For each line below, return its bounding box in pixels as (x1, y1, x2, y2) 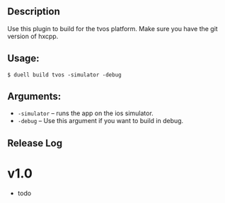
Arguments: (7, 91, 62, 103)
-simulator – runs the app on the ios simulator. (17, 109, 154, 117)
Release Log (7, 137, 62, 149)
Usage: (7, 52, 40, 64)
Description (7, 6, 60, 18)
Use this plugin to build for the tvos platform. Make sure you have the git (7, 24, 218, 33)
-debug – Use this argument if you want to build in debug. (17, 117, 184, 125)
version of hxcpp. (7, 32, 59, 40)
